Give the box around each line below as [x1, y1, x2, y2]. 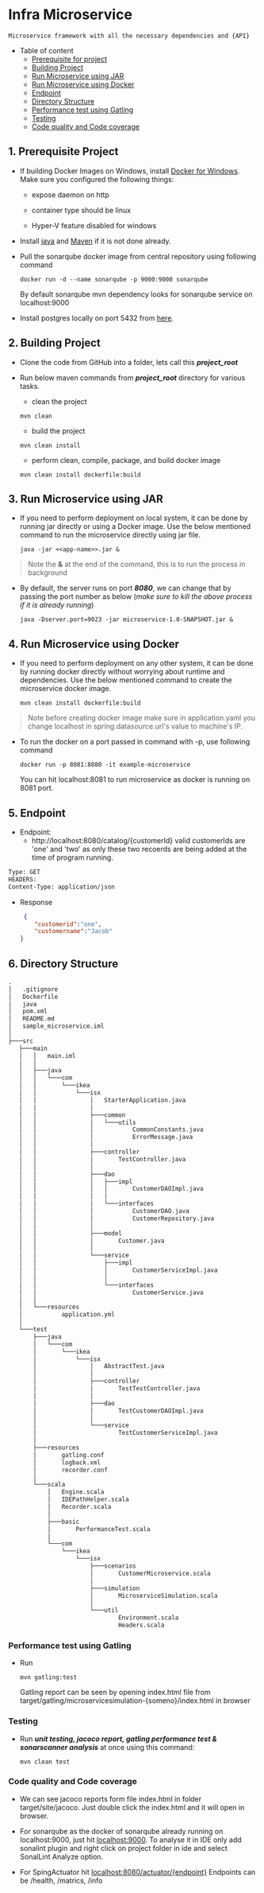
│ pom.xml [8, 1008, 48, 1016]
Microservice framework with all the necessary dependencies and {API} [8, 32, 250, 40]
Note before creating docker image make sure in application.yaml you [27, 713, 256, 723]
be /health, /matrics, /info [19, 1876, 103, 1885]
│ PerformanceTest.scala [47, 1525, 151, 1533]
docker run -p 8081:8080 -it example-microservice [19, 761, 191, 769]
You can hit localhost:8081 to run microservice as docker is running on [19, 775, 251, 784]
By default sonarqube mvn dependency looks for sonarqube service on [19, 289, 253, 299]
